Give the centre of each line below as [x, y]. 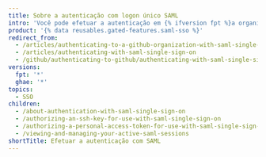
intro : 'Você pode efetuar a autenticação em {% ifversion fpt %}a [122, 23]
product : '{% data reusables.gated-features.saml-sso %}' [106, 30]
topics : [21, 89]
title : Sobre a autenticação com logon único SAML [93, 15]
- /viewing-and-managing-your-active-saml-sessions [103, 133]
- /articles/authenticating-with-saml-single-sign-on [106, 52]
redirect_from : [33, 38]
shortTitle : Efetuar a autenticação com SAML [84, 141]
